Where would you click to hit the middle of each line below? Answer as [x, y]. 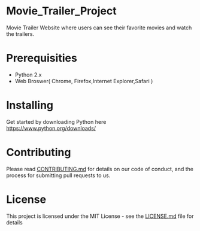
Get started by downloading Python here [56, 121]
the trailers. [20, 34]
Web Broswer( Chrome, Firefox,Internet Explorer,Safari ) [84, 81]
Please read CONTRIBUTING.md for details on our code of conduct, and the [100, 169]
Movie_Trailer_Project [61, 11]
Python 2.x [28, 75]
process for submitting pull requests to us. [58, 175]
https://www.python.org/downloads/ [51, 128]
